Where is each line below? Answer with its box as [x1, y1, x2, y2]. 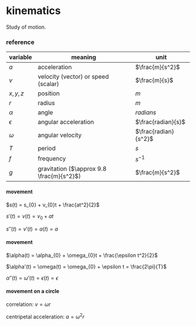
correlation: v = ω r [6, 300, 51, 308]
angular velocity [37, 131, 82, 139]
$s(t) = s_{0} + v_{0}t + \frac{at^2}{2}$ [6, 201, 100, 208]
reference [6, 38, 35, 46]
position [37, 90, 60, 98]
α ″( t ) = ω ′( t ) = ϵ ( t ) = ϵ [6, 274, 58, 282]
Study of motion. [6, 23, 47, 30]
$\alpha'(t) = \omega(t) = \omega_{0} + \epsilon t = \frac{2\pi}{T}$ [6, 263, 167, 270]
